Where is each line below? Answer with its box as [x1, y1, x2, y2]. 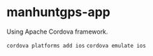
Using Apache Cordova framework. [6, 27, 108, 36]
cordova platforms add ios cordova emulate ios [6, 42, 146, 49]
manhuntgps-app [6, 4, 111, 20]
